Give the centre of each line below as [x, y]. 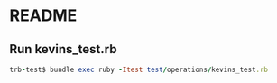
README [43, 16]
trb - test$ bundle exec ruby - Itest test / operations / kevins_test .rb [139, 69]
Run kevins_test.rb [63, 49]
